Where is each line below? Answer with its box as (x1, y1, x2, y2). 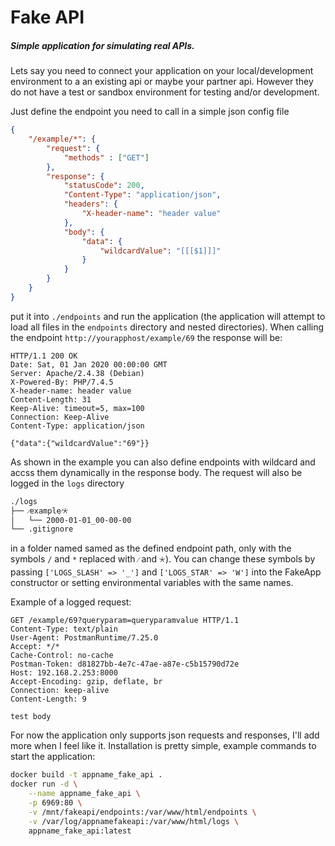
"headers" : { (63, 199, 118, 210)
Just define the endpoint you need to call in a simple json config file (10, 106, 290, 118)
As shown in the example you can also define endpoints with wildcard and (10, 456, 316, 468)
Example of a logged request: (10, 596, 132, 608)
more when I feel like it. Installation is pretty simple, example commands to (10, 740, 317, 752)
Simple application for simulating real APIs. (10, 39, 195, 51)
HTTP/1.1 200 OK (10, 351, 78, 361)
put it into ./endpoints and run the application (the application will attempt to (10, 310, 326, 322)
